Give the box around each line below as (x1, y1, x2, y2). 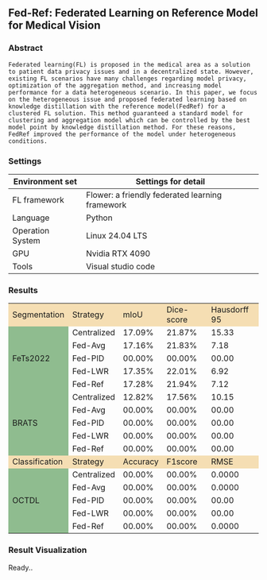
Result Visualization (8, 544, 87, 555)
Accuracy (122, 456, 159, 467)
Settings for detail (135, 176, 205, 187)
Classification (12, 456, 64, 467)
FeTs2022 (12, 353, 50, 364)
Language (12, 212, 50, 223)
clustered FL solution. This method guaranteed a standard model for (8, 109, 244, 118)
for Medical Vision (8, 19, 101, 33)
